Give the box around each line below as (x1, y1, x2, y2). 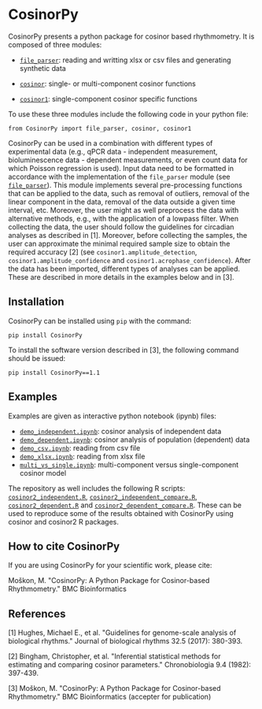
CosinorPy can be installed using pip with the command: (8, 316, 191, 325)
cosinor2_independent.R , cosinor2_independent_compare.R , (8, 492, 198, 501)
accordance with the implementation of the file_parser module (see (8, 172, 231, 181)
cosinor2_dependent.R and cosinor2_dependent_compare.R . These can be (8, 500, 242, 510)
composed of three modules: (8, 39, 102, 49)
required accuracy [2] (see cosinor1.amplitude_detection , (8, 247, 197, 257)
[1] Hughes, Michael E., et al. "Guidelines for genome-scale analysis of (8, 628, 237, 637)
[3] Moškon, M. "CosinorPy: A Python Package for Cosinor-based (8, 684, 222, 693)
